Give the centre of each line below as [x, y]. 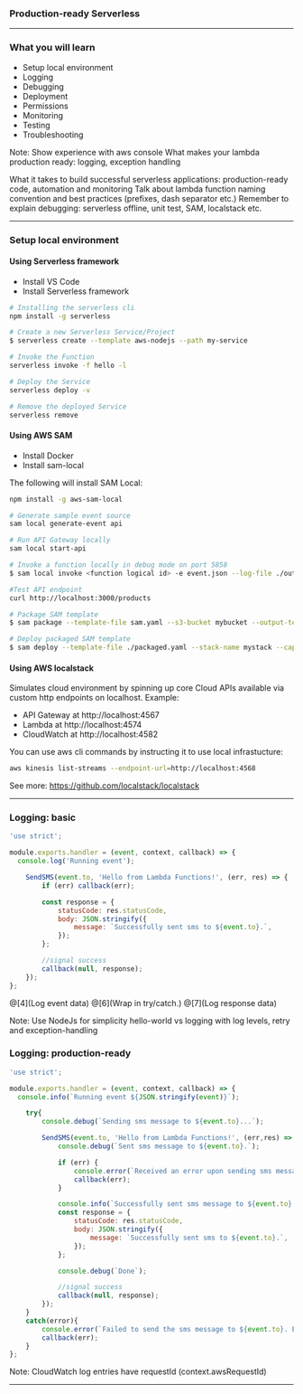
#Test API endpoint [46, 589]
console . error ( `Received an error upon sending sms [173, 1171]
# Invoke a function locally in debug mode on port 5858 [119, 565]
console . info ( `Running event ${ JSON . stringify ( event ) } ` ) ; [129, 1097]
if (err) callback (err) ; [88, 885]
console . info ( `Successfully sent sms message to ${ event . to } [175, 1204]
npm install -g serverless [60, 316]
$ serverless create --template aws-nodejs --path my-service [129, 341]
